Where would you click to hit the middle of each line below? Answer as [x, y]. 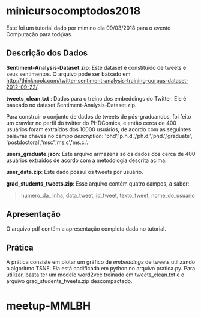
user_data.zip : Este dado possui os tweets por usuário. [75, 172]
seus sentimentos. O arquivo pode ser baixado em [68, 74]
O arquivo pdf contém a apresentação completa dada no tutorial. [86, 229]
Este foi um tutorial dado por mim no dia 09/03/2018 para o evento [88, 28]
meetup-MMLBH [49, 306]
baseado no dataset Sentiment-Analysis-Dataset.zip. [71, 105]
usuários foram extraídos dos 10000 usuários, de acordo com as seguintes [99, 129]
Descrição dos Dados [47, 53]
